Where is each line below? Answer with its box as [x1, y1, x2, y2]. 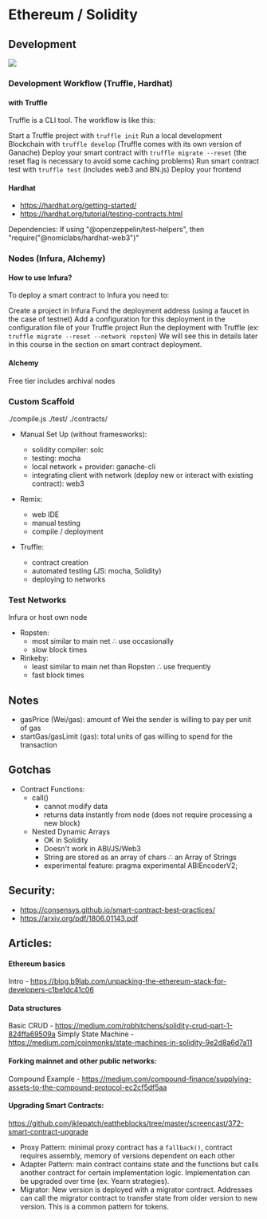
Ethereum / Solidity [8, 6, 138, 24]
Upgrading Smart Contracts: [8, 1101, 104, 1111]
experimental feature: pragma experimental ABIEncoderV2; [43, 860, 238, 870]
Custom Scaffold [8, 396, 75, 407]
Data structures [8, 1003, 61, 1012]
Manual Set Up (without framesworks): [19, 429, 147, 439]
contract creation [31, 557, 89, 567]
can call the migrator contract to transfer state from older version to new [19, 1193, 258, 1202]
